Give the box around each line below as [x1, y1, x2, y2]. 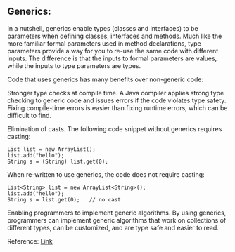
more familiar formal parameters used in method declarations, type [7, 39, 202, 48]
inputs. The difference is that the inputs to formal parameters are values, [7, 54, 217, 62]
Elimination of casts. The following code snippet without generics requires [7, 124, 222, 133]
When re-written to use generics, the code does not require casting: [7, 170, 205, 178]
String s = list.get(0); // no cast [7, 196, 121, 203]
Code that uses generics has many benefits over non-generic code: [7, 75, 204, 84]
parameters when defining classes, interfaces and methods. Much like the [7, 32, 222, 40]
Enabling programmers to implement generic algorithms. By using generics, [7, 208, 227, 217]
